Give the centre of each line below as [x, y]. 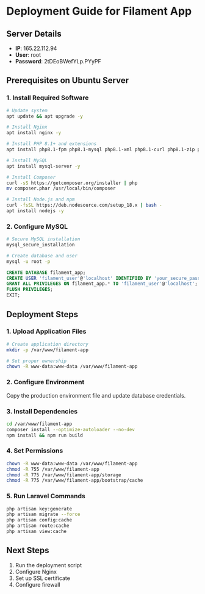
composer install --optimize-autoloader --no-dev [71, 429]
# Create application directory [47, 344]
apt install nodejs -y [35, 211]
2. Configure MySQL [37, 226]
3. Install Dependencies [42, 411]
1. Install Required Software [48, 98]
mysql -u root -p [28, 261]
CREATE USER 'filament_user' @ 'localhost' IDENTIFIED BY [79, 278]
